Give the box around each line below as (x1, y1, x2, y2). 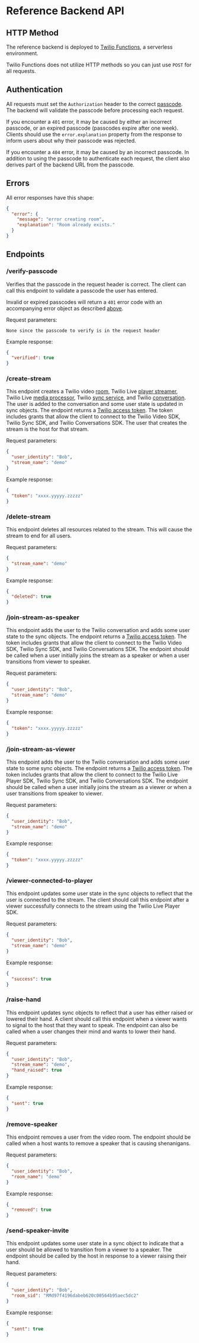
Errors (6, 178, 30, 188)
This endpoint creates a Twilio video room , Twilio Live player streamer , (6, 388, 178, 395)
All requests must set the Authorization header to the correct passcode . (6, 100, 183, 107)
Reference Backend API (6, 4, 124, 18)
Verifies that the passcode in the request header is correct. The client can (6, 280, 187, 288)
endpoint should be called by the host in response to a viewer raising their (6, 1252, 187, 1259)
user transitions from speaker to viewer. (6, 790, 104, 797)
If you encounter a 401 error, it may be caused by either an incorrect (6, 118, 172, 125)
